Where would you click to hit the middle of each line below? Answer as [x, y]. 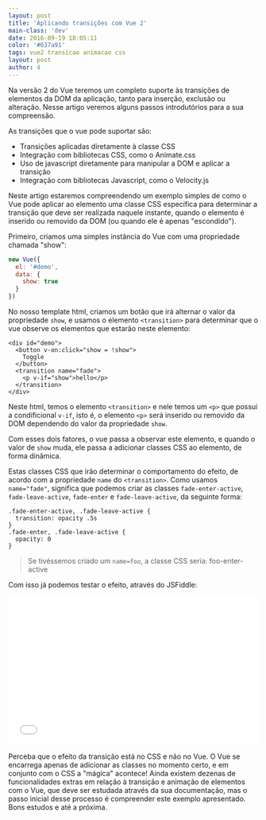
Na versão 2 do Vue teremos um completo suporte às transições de [119, 90]
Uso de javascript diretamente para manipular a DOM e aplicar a [125, 163]
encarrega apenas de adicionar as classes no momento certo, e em [118, 765]
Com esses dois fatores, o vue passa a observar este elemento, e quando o [132, 439]
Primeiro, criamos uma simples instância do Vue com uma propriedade [124, 236]
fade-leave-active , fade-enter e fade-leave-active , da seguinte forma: [125, 497]
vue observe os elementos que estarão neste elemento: [99, 328]
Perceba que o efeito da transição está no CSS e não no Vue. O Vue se [124, 756]
